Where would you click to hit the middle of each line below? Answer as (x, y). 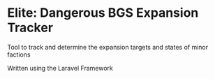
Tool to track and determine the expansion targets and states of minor (107, 47)
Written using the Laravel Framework (60, 68)
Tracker (30, 28)
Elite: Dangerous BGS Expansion (103, 13)
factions (19, 55)
